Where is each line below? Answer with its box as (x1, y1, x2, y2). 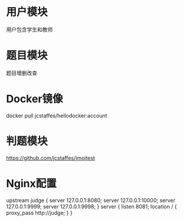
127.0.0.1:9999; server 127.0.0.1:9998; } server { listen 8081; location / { (6, 203, 177, 210)
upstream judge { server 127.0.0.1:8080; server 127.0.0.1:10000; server (6, 197, 175, 204)
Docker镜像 (6, 92, 63, 106)
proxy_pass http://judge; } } (6, 209, 73, 216)
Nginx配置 (6, 177, 57, 190)
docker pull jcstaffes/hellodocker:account (6, 112, 107, 119)
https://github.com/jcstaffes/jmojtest (6, 154, 96, 161)
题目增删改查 (6, 69, 37, 77)
